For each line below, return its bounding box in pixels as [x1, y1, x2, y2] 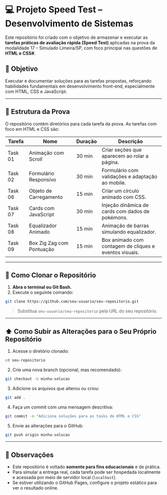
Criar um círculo [101, 187, 139, 194]
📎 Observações [5, 451, 54, 459]
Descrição [118, 138, 143, 145]
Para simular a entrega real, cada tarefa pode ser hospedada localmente [12, 469, 161, 475]
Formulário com [101, 167, 139, 174]
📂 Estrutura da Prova [5, 107, 70, 116]
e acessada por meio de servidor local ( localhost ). [12, 475, 117, 481]
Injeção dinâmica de [101, 201, 149, 208]
